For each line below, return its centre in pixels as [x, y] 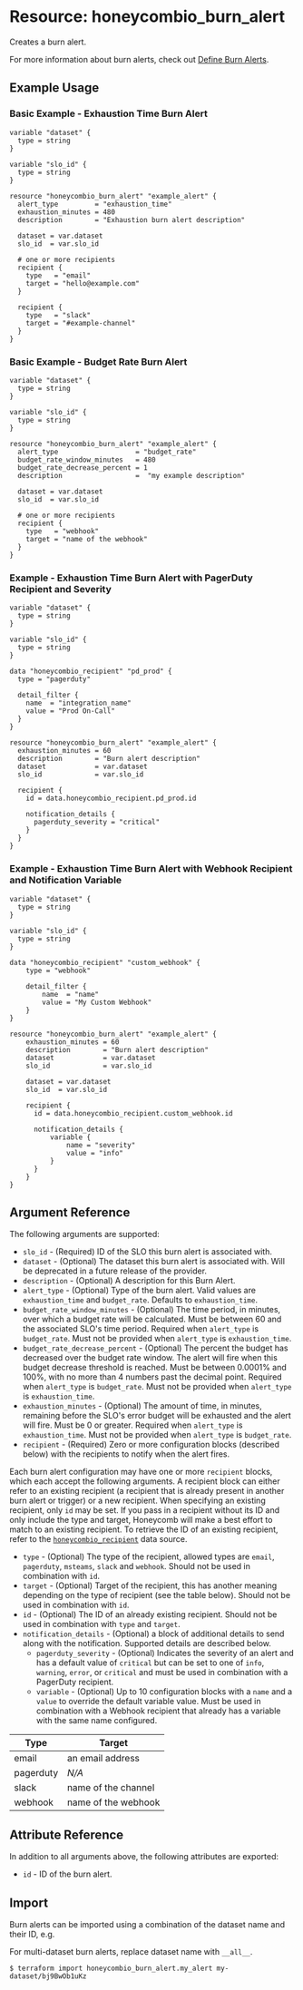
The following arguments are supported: [85, 1234]
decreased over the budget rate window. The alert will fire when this [150, 1358]
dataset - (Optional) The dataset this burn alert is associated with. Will [154, 1262]
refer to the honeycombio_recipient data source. [98, 1539]
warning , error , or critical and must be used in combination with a [162, 1673]
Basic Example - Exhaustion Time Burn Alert [109, 113]
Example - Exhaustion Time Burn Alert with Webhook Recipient [151, 869]
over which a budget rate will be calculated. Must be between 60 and [152, 1319]
